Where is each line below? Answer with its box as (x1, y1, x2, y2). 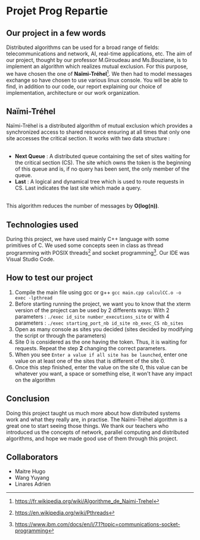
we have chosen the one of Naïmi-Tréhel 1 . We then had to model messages (6, 69, 192, 77)
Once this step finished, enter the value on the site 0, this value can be (14, 363, 188, 371)
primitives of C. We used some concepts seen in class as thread (6, 242, 164, 249)
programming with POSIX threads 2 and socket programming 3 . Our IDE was (6, 248, 190, 256)
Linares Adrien (14, 480, 51, 487)
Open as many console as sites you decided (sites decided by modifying (14, 325, 193, 332)
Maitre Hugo (14, 468, 46, 475)
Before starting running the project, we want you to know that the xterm (14, 300, 191, 307)
